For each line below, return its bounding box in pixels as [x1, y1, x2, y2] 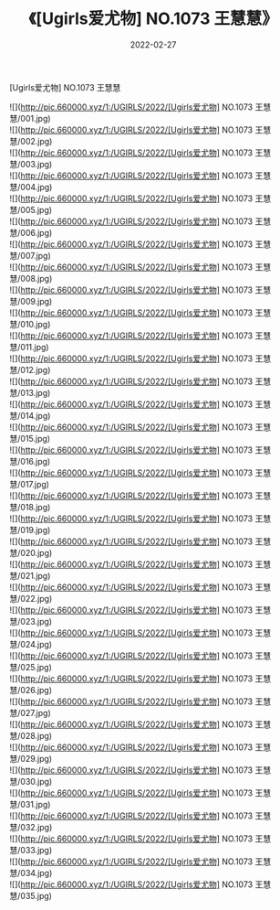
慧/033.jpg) [9, 844, 53, 855]
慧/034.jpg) [9, 867, 53, 878]
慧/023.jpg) [9, 616, 53, 626]
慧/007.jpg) [9, 250, 52, 261]
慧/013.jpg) [9, 387, 51, 398]
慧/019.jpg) [9, 524, 51, 535]
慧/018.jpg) [9, 501, 51, 512]
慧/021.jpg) [9, 570, 51, 581]
